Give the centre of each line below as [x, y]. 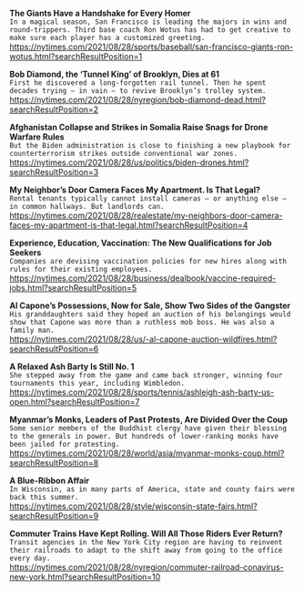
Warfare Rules [37, 137]
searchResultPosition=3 [54, 172]
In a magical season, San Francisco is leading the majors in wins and [148, 22]
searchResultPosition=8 [54, 463]
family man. [32, 330]
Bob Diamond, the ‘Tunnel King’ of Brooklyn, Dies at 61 [115, 74]
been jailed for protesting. [65, 444]
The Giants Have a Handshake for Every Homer [100, 13]
